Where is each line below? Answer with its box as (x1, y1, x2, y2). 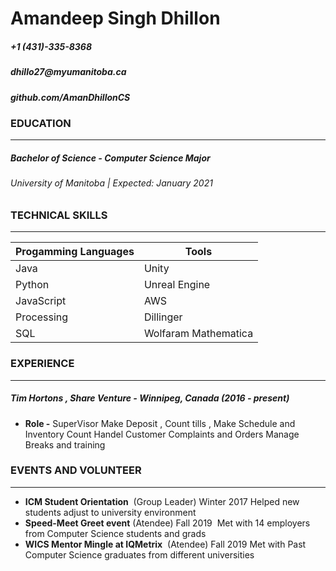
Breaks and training (24, 438, 106, 451)
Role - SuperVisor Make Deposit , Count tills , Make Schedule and (24, 417, 296, 429)
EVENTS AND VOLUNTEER (10, 463, 142, 477)
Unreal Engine (143, 278, 211, 292)
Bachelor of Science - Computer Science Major (10, 152, 211, 164)
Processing (15, 310, 69, 324)
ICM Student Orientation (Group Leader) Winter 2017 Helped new (24, 495, 300, 507)
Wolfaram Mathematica (143, 327, 254, 341)
